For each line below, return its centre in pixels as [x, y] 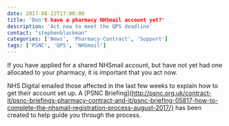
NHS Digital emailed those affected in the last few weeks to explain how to [113, 86]
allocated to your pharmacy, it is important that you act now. [92, 72]
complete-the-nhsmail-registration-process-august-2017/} [90, 108]
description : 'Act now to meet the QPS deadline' [80, 26]
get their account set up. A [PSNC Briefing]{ [70, 93]
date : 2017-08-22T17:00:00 [46, 13]
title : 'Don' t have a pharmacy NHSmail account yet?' [86, 20]
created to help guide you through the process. [74, 115]
